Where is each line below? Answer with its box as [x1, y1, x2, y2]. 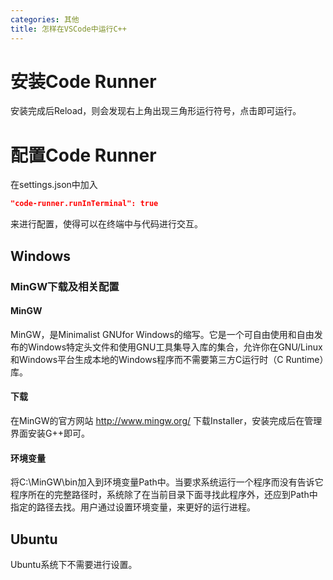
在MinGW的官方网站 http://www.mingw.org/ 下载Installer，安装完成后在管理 [10, 414, 323, 426]
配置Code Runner [10, 144, 157, 166]
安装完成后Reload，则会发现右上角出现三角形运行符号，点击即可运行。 [10, 105, 302, 117]
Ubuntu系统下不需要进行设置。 [10, 558, 138, 570]
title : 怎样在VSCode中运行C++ [10, 24, 127, 34]
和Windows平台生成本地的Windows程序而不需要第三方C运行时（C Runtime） [10, 353, 325, 365]
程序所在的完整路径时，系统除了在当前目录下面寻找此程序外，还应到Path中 [10, 489, 318, 501]
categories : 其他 [10, 14, 80, 25]
